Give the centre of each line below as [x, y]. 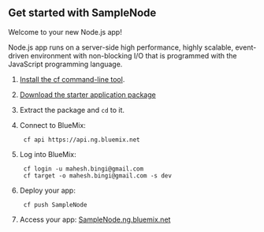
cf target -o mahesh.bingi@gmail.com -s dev [97, 176]
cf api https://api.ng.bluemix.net [82, 140]
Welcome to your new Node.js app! [65, 32]
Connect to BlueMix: [53, 125]
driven [19, 55]
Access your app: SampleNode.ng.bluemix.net [95, 219]
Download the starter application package [87, 95]
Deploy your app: [48, 190]
